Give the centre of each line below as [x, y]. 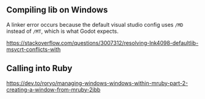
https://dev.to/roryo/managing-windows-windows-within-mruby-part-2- [97, 83]
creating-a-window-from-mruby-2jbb [53, 89]
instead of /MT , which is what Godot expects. [63, 31]
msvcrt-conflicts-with [34, 49]
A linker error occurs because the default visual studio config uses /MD [95, 24]
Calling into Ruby [39, 68]
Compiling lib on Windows [57, 10]
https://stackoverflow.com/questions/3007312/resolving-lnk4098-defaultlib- [103, 43]
